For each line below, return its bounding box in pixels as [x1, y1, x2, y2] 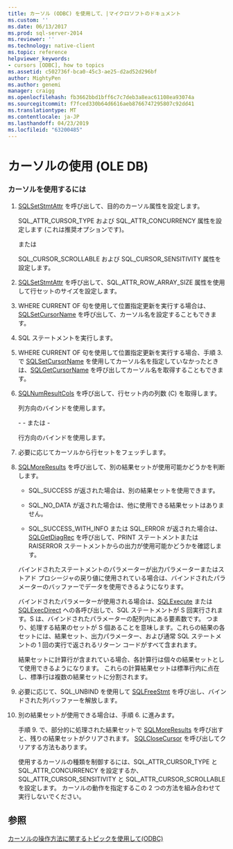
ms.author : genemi [8, 81, 61, 88]
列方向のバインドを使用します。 [17, 404, 110, 412]
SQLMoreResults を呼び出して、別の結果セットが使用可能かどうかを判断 [17, 463, 225, 471]
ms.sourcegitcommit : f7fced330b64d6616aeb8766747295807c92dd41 [8, 101, 195, 108]
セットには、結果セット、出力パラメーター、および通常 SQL [17, 632, 190, 640]
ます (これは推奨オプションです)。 [30, 225, 128, 233]
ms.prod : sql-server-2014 [8, 29, 83, 37]
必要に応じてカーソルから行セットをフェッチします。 [17, 448, 170, 456]
